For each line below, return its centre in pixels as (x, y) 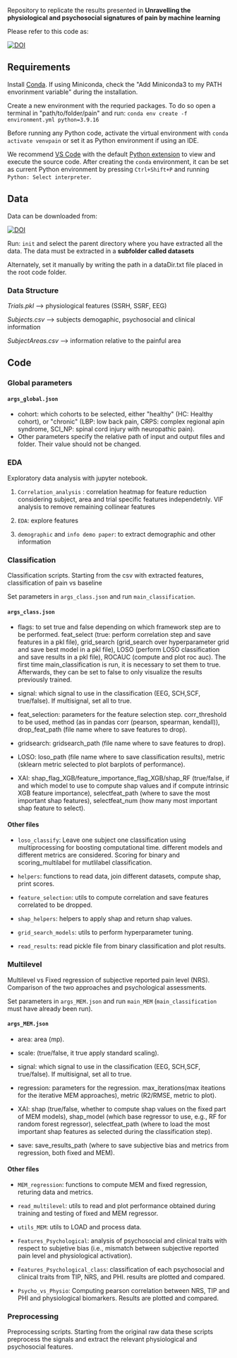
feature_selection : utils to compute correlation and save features (113, 898)
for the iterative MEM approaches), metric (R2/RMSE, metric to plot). (117, 1095)
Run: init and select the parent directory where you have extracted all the (115, 243)
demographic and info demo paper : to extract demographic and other (116, 534)
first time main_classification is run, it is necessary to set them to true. (119, 665)
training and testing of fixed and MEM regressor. (88, 1213)
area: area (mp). (41, 1039)
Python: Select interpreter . (49, 177)
